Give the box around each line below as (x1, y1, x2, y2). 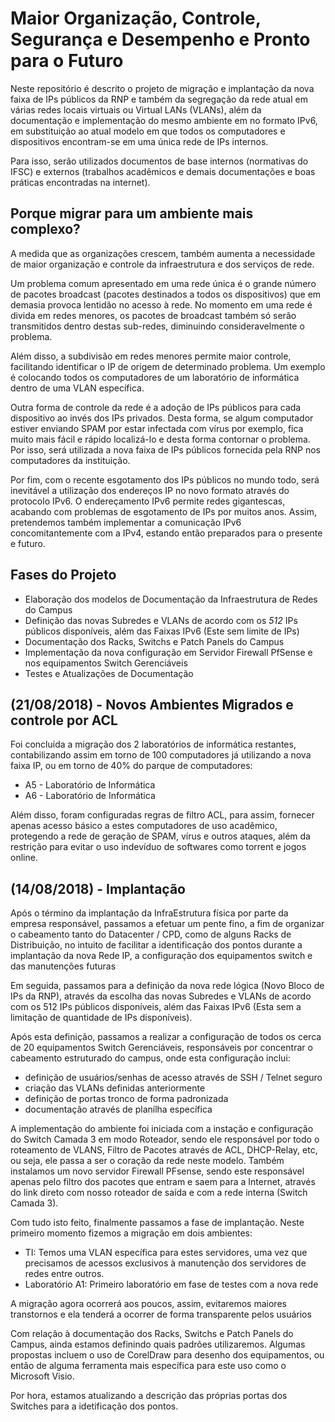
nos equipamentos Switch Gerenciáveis (24, 657, 188, 669)
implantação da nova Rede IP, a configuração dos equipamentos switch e (10, 950, 313, 962)
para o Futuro (10, 50, 124, 72)
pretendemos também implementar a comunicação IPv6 (10, 516, 242, 528)
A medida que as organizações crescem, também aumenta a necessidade (10, 247, 316, 259)
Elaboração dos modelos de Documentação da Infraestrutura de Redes (24, 593, 318, 605)
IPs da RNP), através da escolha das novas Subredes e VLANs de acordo (10, 990, 312, 1002)
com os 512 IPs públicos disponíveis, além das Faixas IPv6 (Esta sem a (10, 1001, 302, 1013)
